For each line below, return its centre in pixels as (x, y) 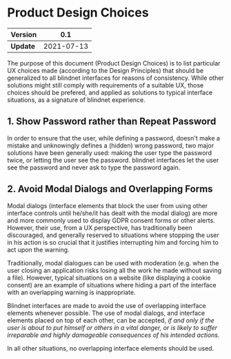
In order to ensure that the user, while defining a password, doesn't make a (114, 138)
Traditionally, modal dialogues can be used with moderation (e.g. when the (113, 263)
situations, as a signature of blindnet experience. (77, 100)
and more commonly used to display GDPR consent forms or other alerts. (111, 220)
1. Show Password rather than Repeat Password (112, 122)
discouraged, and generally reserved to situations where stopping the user (113, 235)
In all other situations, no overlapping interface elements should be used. (111, 348)
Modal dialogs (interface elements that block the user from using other (108, 205)
